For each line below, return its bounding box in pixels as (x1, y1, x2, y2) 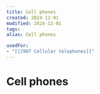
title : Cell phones (6, 9, 56, 15)
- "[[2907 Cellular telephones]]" (6, 48, 95, 55)
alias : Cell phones (6, 32, 56, 38)
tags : (6, 26, 20, 32)
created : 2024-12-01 (6, 15, 60, 21)
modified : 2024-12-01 (6, 20, 62, 26)
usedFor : (6, 43, 29, 49)
